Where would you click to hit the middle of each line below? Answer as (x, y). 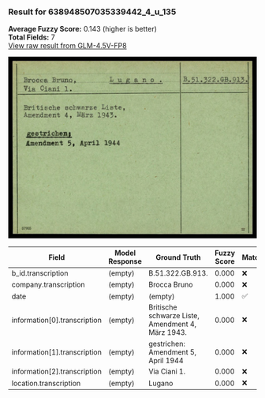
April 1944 (166, 360)
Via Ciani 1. (167, 372)
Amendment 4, (173, 324)
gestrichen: (167, 344)
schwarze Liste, (174, 316)
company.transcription (48, 285)
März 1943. (168, 332)
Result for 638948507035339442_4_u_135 (92, 12)
